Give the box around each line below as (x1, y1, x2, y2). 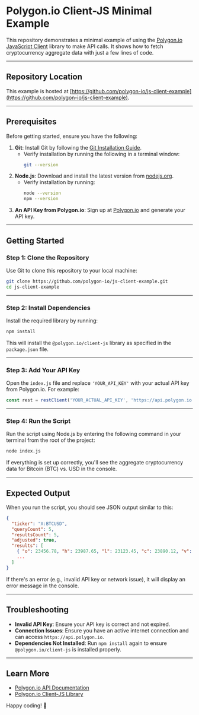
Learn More (6, 668, 50, 678)
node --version (23, 190, 61, 197)
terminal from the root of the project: (6, 436, 95, 444)
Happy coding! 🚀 (6, 702, 47, 709)
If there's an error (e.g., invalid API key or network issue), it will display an (6, 575, 185, 583)
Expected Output (6, 488, 70, 498)
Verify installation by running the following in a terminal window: (23, 150, 180, 157)
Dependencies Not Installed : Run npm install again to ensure (14, 640, 167, 647)
